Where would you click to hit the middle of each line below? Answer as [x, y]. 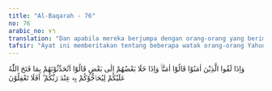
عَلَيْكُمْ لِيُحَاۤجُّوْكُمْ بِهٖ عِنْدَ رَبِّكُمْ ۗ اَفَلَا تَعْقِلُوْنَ [67, 78]
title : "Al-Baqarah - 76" [52, 16]
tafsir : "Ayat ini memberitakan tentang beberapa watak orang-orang [126, 46]
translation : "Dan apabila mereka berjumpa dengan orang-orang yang [126, 38]
